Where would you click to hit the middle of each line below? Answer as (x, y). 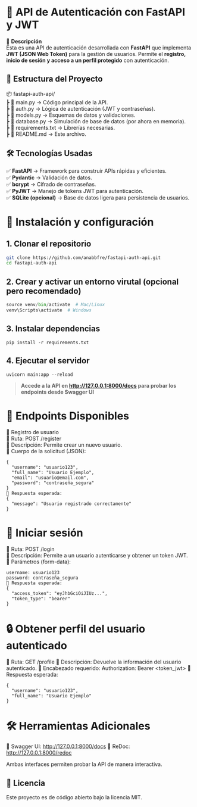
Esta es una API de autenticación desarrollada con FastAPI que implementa (99, 48)
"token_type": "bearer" (41, 599)
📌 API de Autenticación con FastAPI (96, 12)
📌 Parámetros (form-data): (39, 562)
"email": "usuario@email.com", (50, 478)
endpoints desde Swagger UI (57, 392)
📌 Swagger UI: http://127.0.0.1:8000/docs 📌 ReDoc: (68, 746)
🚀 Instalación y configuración (80, 222)
